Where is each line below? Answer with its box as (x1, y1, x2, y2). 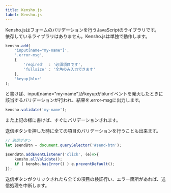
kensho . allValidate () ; (14, 156, 63, 162)
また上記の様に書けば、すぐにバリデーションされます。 (5, 117, 121, 123)
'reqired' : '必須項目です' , (23, 62, 83, 67)
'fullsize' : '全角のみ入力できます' (23, 67, 96, 72)
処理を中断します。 (9, 182, 50, 188)
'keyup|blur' (14, 76, 42, 81)
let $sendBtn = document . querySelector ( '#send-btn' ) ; (5, 143, 122, 148)
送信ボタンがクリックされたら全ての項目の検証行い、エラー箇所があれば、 (5, 176, 161, 182)
